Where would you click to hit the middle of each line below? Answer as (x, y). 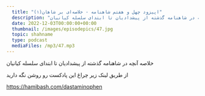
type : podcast (30, 40)
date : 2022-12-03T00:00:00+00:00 (54, 23)
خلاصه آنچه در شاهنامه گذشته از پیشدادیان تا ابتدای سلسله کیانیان (80, 63)
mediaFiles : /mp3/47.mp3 (43, 46)
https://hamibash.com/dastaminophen (54, 86)
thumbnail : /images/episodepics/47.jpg (63, 29)
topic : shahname (32, 35)
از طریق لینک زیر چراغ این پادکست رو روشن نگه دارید (67, 75)
